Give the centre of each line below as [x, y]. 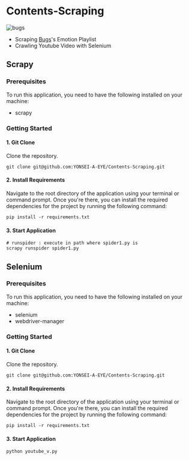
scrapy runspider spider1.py [43, 248]
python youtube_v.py [32, 452]
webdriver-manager [40, 321]
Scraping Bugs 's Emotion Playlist [55, 39]
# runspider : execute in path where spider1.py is [72, 243]
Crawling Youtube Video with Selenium [63, 46]
